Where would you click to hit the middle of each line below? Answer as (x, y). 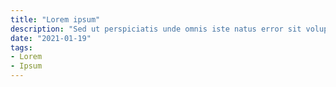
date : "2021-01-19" (51, 38)
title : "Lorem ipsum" (55, 19)
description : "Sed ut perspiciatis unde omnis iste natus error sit (156, 29)
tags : (21, 47)
